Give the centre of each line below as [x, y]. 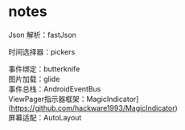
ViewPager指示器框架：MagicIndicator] [74, 99]
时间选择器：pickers [42, 51]
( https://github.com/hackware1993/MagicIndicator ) [93, 108]
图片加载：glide [34, 79]
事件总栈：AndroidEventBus [55, 89]
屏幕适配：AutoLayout [45, 117]
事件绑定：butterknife [44, 69]
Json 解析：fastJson [42, 35]
